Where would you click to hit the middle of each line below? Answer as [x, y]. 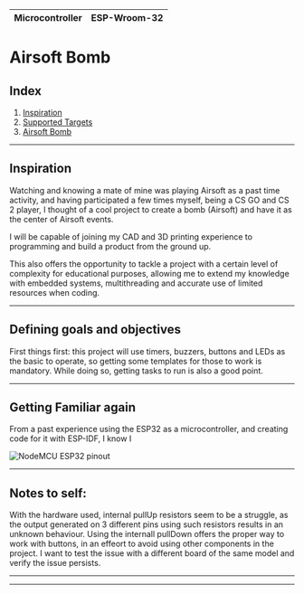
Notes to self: [48, 493]
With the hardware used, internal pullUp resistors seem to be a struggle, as [149, 515]
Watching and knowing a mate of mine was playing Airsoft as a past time [145, 190]
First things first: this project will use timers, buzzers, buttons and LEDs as [147, 351]
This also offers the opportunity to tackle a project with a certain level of [144, 264]
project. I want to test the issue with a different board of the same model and [152, 553]
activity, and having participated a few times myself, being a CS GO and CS [149, 200]
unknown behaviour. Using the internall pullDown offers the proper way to [147, 534]
